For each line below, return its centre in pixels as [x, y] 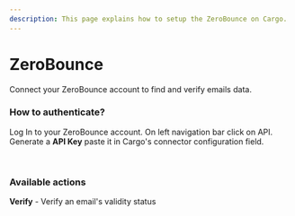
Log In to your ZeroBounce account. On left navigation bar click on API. [141, 132]
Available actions [48, 182]
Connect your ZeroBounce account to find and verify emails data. [130, 89]
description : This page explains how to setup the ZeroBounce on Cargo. [148, 19]
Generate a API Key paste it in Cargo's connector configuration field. [137, 141]
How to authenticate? [57, 112]
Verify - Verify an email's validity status [83, 202]
